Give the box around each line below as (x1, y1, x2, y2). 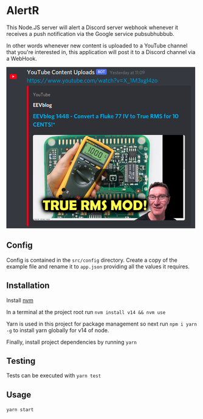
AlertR (6, 4, 40, 18)
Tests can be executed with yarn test (6, 372, 101, 380)
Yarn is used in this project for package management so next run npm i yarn (6, 320, 198, 327)
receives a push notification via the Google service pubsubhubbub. (6, 30, 174, 37)
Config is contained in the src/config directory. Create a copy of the (6, 256, 177, 264)
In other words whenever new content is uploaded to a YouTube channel (6, 42, 188, 49)
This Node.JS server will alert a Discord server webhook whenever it (6, 24, 178, 31)
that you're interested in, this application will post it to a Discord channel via (6, 48, 196, 55)
